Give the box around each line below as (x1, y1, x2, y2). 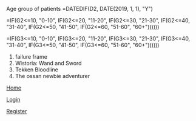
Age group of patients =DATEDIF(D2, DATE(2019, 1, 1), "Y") (6, 5, 154, 12)
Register (6, 108, 27, 114)
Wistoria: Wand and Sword (15, 60, 82, 67)
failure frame (15, 53, 47, 60)
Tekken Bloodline (15, 66, 59, 73)
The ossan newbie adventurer (15, 73, 90, 79)
